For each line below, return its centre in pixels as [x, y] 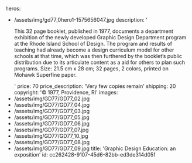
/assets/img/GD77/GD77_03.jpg [52, 111]
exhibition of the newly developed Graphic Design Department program [100, 37]
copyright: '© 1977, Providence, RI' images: [66, 92]
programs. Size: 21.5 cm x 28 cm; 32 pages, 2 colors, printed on [91, 69]
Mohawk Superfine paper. [45, 75]
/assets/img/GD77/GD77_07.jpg [51, 130]
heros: [13, 9]
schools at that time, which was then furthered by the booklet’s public [98, 56]
